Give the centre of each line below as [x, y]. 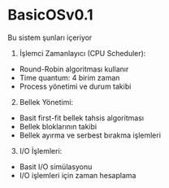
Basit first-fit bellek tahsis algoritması [81, 118]
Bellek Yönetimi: [46, 102]
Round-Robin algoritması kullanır [74, 69]
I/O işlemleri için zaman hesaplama [78, 175]
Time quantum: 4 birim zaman [69, 77]
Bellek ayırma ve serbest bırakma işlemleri [90, 135]
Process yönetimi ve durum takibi [75, 86]
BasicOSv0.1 [51, 15]
